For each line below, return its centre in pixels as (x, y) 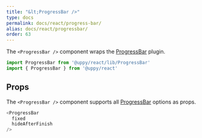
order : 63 (19, 34)
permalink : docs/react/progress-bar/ (54, 23)
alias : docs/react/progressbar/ (47, 29)
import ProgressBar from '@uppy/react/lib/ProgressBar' (78, 63)
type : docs (20, 18)
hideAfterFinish (32, 124)
